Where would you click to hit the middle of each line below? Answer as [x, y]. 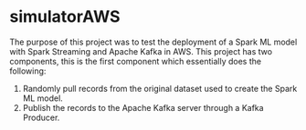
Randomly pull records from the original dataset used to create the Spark [160, 88]
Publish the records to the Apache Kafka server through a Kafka [143, 107]
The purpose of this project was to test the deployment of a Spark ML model [153, 42]
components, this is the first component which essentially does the [136, 61]
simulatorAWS [65, 17]
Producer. [41, 117]
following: [28, 71]
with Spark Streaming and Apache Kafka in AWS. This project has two [141, 51]
